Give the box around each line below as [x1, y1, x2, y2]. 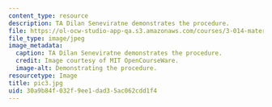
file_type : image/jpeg [8, 34, 85, 43]
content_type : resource [8, 11, 89, 20]
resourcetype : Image [8, 72, 79, 80]
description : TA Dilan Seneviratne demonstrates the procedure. [8, 19, 230, 27]
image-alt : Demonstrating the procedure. [15, 64, 158, 72]
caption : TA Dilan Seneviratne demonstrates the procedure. [15, 49, 223, 57]
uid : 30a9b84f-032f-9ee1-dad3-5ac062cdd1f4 [8, 86, 158, 95]
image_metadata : [8, 42, 63, 50]
